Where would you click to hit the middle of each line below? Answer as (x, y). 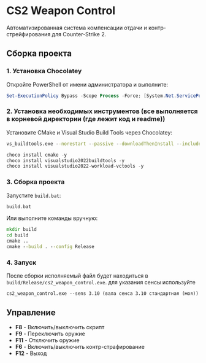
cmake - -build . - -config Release (51, 247)
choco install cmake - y (37, 155)
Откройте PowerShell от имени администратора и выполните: (87, 84)
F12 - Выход (31, 353)
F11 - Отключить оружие (47, 340)
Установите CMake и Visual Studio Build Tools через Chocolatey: (90, 132)
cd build (17, 235)
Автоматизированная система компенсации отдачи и (77, 28)
